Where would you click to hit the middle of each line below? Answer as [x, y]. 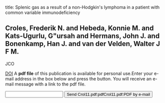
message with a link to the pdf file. [50, 84]
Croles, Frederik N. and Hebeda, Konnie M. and [79, 28]
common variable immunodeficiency [43, 12]
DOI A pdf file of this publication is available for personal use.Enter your [79, 73]
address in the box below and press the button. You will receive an [83, 78]
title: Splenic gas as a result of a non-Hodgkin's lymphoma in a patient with [82, 7]
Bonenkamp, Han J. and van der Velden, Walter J [83, 44]
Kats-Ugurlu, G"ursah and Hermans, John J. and [82, 36]
